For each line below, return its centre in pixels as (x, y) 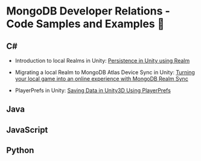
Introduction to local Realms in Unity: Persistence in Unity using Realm (102, 61)
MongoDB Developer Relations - (88, 11)
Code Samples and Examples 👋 (85, 24)
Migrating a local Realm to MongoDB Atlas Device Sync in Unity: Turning (105, 72)
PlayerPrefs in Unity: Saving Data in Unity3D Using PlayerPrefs (93, 90)
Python (20, 150)
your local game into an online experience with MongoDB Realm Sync (101, 79)
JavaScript (27, 130)
